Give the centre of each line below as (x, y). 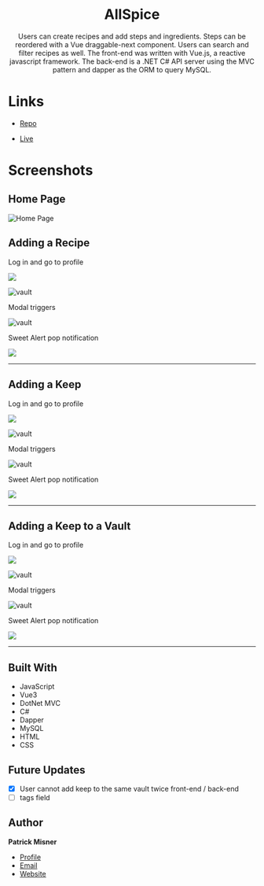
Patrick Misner (33, 842)
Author (26, 823)
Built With (33, 668)
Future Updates (47, 770)
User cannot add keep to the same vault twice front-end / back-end (129, 788)
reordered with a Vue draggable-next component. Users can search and (132, 44)
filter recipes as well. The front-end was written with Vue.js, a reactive (132, 53)
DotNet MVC (40, 703)
